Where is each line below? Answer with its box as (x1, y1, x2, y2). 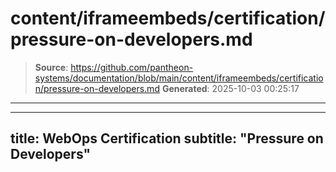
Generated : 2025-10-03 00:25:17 (161, 82, 300, 94)
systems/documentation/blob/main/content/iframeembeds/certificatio (34, 72, 324, 84)
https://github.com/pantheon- (70, 61, 194, 73)
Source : (34, 61, 69, 73)
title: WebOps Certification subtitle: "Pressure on (10, 130, 324, 147)
